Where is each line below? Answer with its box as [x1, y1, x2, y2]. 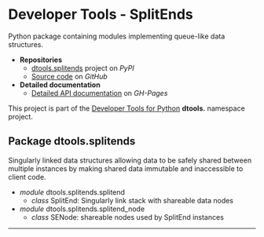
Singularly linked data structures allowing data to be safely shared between [8, 155, 252, 165]
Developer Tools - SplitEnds [8, 5, 194, 24]
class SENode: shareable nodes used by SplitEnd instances [31, 212, 224, 221]
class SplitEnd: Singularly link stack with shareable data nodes [31, 195, 234, 205]
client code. [8, 172, 46, 181]
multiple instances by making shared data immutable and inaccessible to [8, 163, 244, 173]
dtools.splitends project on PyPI [31, 63, 135, 72]
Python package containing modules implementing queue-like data [8, 31, 225, 41]
